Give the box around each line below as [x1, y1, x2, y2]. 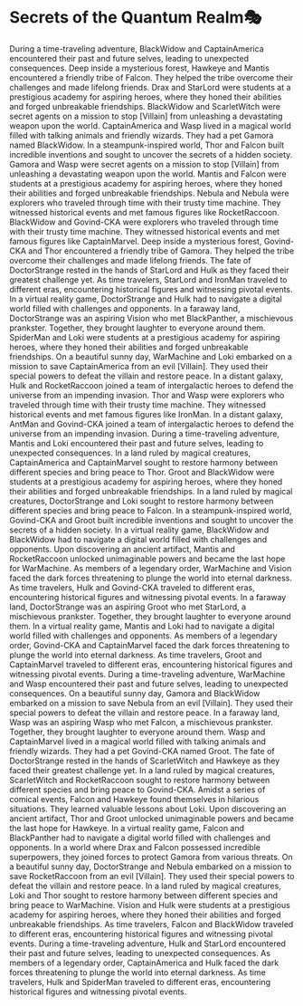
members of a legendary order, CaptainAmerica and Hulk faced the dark [9, 957, 279, 968]
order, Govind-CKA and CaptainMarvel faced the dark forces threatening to [9, 639, 290, 650]
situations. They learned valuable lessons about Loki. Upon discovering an [9, 803, 287, 814]
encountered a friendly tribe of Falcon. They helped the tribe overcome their [9, 72, 294, 82]
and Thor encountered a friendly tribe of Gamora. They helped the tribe [28, 245, 295, 256]
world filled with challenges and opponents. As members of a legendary [9, 630, 278, 641]
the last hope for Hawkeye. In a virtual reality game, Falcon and [9, 822, 245, 833]
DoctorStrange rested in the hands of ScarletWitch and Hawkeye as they [9, 755, 280, 766]
